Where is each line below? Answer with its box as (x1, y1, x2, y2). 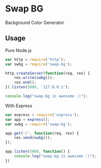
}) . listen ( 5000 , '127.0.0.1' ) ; (5, 84, 70, 90)
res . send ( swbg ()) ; (14, 135, 52, 140)
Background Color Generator (5, 19, 65, 25)
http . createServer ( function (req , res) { (5, 70, 91, 75)
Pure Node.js (5, 47, 32, 53)
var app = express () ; (5, 117, 50, 122)
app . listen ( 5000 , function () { (5, 149, 70, 154)
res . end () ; (14, 80, 37, 85)
